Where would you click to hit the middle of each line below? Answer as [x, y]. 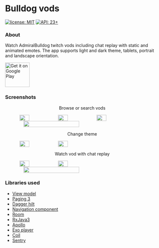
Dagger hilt [23, 204]
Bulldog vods [32, 9]
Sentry [19, 240]
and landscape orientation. [32, 56]
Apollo [19, 225]
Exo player [23, 230]
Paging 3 [21, 199]
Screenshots [21, 97]
